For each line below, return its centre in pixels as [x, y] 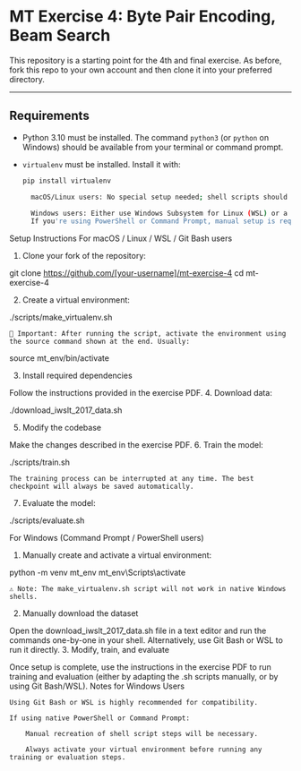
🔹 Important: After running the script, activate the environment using [148, 334]
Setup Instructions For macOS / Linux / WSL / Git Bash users [121, 238]
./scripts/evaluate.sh [47, 520]
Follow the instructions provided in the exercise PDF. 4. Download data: [141, 393]
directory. [27, 79]
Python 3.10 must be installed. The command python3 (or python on [146, 137]
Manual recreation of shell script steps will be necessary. [142, 734]
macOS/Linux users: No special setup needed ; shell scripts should [159, 197]
